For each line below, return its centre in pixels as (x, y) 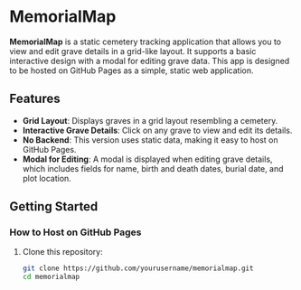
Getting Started (54, 206)
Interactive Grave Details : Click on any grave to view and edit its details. (157, 130)
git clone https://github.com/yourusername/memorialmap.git (138, 268)
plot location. (47, 178)
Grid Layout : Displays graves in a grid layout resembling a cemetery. (150, 120)
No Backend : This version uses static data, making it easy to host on (150, 140)
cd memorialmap (51, 277)
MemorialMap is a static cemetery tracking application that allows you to (146, 42)
